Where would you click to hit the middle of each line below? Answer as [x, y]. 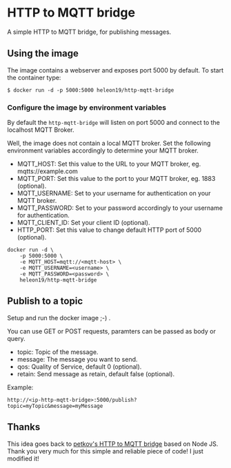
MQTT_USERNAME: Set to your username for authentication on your [114, 193]
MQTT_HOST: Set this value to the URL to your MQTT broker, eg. [109, 164]
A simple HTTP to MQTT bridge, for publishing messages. [89, 32]
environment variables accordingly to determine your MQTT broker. [103, 150]
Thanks [24, 427]
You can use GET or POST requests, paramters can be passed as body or [111, 331]
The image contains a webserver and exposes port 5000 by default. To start [115, 70]
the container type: [34, 77]
